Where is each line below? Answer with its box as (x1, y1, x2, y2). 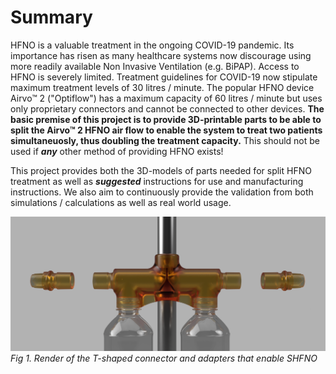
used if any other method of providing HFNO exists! (10, 145, 224, 157)
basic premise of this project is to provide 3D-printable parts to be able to (10, 113, 322, 125)
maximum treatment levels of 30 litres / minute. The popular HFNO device (10, 81, 315, 93)
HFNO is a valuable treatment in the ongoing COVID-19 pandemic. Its (10, 39, 295, 51)
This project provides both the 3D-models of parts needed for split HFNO (10, 164, 312, 176)
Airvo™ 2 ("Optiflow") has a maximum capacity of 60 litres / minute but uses (10, 92, 323, 104)
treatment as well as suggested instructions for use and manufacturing (10, 175, 304, 187)
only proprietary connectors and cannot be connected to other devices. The (10, 102, 325, 115)
